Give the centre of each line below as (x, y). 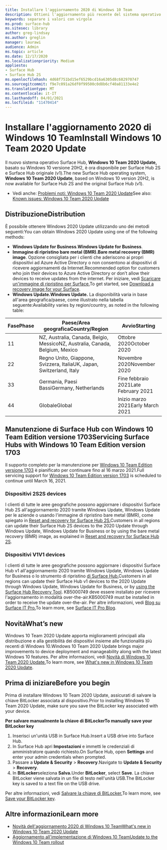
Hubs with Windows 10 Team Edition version (75, 445)
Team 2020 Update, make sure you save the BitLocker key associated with (82, 706)
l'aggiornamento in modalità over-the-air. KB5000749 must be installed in (80, 597)
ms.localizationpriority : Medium (40, 61)
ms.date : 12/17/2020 (27, 56)
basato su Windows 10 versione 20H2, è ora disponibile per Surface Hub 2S (83, 168)
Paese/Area (76, 323)
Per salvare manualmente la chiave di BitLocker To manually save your (79, 721)
